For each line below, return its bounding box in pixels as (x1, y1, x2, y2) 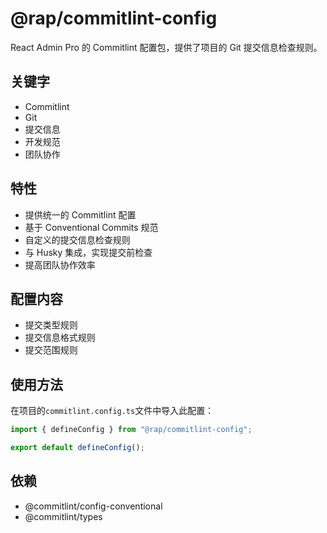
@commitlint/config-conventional (24, 500, 163, 512)
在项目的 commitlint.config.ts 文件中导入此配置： (10, 405, 215, 417)
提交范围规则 (24, 344, 78, 356)
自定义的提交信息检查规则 (24, 233, 131, 246)
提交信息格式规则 (24, 332, 96, 344)
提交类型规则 (24, 319, 78, 331)
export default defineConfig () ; (10, 443, 145, 453)
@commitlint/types (24, 510, 103, 522)
